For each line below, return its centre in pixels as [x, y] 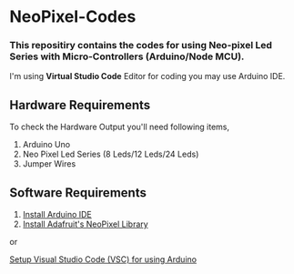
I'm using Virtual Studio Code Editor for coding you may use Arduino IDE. [147, 76]
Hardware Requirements [80, 105]
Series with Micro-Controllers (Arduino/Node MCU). [127, 56]
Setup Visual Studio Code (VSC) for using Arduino [103, 259]
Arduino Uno [46, 145]
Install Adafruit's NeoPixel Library [85, 224]
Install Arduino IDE [57, 215]
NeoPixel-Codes [73, 17]
